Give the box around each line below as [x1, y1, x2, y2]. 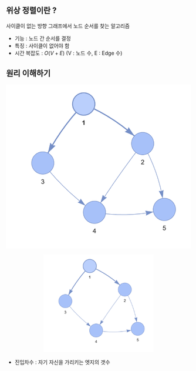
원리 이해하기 [6, 68, 51, 78]
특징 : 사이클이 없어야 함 [14, 42, 70, 49]
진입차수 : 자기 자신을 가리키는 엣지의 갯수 [14, 359, 110, 366]
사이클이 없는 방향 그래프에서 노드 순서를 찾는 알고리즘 [6, 22, 130, 29]
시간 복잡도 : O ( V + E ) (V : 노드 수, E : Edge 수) [14, 49, 123, 56]
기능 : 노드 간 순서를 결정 [14, 35, 72, 42]
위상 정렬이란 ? [6, 5, 57, 16]
